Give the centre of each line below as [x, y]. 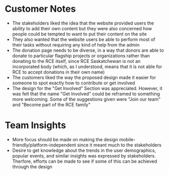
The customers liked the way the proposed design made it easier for [84, 77]
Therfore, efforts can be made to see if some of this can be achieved [84, 161]
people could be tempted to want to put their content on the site [79, 34]
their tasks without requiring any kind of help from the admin [76, 45]
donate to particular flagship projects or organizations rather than [81, 56]
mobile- [127, 139]
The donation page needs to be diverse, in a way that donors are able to [88, 50]
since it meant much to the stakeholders [119, 145]
